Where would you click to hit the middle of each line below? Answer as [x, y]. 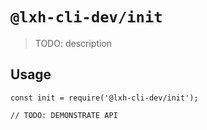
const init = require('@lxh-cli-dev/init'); [104, 98]
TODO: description [73, 43]
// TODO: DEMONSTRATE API [64, 115]
